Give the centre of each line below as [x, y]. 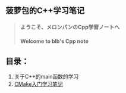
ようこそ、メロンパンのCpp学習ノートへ [70, 27]
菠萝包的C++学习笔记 [45, 11]
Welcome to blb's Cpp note [54, 41]
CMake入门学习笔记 [39, 84]
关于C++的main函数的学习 [46, 77]
